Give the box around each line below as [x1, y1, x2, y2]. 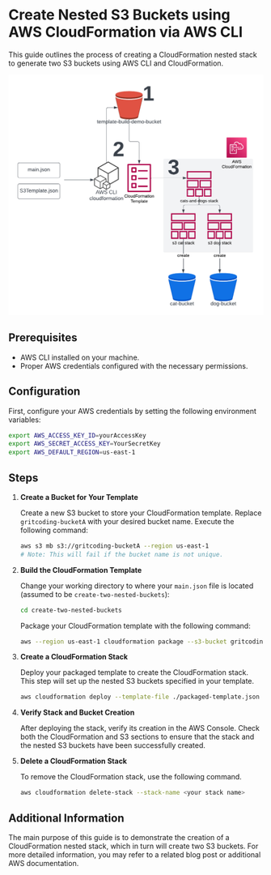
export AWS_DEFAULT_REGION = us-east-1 [8, 448, 136, 457]
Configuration [8, 385, 81, 399]
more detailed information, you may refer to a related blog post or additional [8, 850, 261, 860]
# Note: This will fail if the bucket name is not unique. [19, 550, 224, 558]
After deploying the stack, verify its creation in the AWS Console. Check [19, 723, 260, 733]
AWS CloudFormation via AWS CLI [8, 23, 243, 41]
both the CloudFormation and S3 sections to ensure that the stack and [19, 732, 255, 742]
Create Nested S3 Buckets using [8, 6, 231, 24]
